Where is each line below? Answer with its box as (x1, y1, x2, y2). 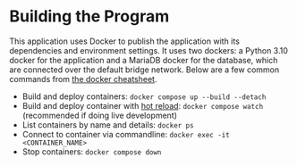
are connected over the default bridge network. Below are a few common (9, 64, 280, 75)
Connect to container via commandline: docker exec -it (21, 129, 230, 139)
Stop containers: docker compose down (21, 145, 162, 157)
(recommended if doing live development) (21, 110, 177, 120)
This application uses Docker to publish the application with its (9, 36, 240, 46)
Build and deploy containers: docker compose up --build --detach (21, 91, 267, 102)
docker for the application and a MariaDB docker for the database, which (9, 54, 278, 65)
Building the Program (9, 6, 170, 27)
